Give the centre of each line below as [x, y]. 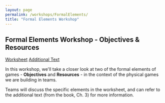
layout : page [19, 10]
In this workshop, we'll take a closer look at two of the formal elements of [81, 69]
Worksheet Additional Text [32, 60]
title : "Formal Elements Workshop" [42, 19]
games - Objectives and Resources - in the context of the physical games [82, 75]
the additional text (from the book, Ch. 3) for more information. [69, 95]
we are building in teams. [31, 80]
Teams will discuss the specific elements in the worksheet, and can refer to [83, 90]
